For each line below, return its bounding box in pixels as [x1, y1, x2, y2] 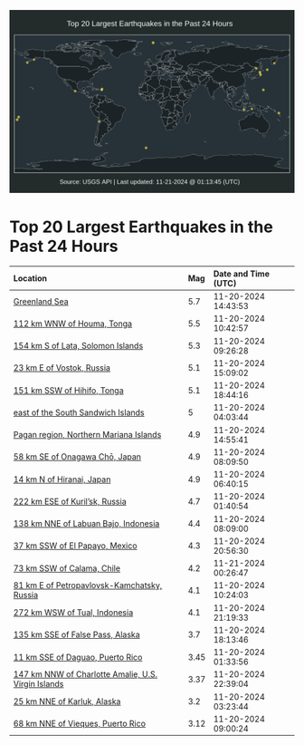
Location [13, 273, 48, 284]
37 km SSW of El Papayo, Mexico [13, 540, 138, 551]
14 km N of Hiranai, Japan [13, 473, 111, 485]
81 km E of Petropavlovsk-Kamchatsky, [13, 580, 163, 591]
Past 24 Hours [9, 236, 119, 256]
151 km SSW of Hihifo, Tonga [13, 384, 124, 395]
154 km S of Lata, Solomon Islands [13, 341, 144, 352]
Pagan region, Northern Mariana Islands [13, 430, 162, 440]
